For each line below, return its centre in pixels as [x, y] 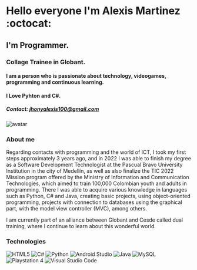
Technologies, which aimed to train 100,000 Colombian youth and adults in [96, 183]
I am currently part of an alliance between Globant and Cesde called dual [95, 220]
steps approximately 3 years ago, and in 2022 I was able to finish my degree [98, 158]
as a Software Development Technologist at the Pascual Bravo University [94, 164]
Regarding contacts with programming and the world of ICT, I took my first [96, 152]
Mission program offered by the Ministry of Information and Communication [98, 177]
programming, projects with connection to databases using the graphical [94, 202]
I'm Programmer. [38, 45]
